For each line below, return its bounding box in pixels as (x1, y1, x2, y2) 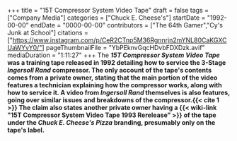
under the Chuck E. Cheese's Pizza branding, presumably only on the (7, 118, 216, 126)
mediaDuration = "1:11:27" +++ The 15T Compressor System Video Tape (7, 51, 221, 59)
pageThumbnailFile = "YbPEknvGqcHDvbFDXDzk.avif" (45, 44, 205, 51)
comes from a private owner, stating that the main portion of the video (7, 73, 218, 82)
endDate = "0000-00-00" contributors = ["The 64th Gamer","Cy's (30, 21, 224, 29)
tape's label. (7, 126, 45, 134)
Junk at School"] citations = (7, 28, 88, 37)
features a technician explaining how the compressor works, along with (7, 81, 223, 89)
